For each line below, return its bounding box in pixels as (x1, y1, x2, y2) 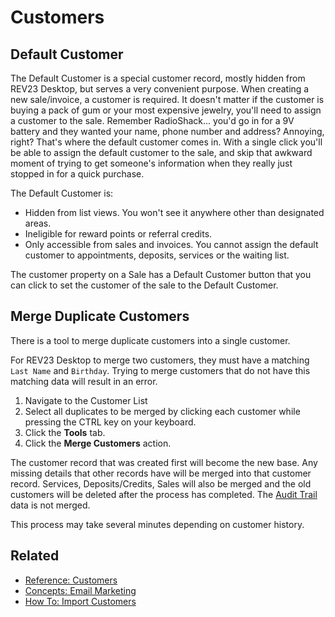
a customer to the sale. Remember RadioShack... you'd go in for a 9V (10, 115, 295, 126)
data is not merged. (10, 499, 91, 511)
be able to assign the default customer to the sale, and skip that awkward (10, 147, 313, 158)
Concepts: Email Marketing (24, 584, 137, 596)
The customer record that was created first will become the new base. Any (10, 456, 318, 468)
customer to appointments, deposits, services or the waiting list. (24, 249, 290, 261)
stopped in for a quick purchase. (10, 168, 145, 180)
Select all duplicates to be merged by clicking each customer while (24, 405, 301, 417)
